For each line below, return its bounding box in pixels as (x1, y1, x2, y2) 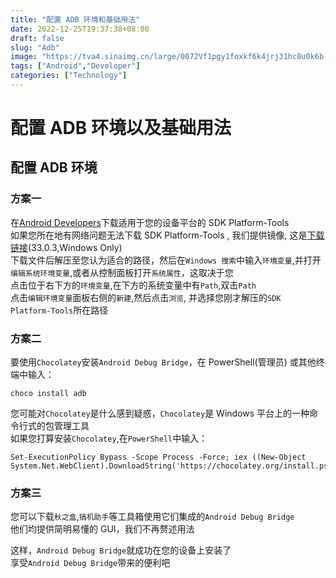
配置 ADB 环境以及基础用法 (10, 117, 232, 140)
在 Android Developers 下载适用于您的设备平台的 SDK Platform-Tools (10, 216, 290, 228)
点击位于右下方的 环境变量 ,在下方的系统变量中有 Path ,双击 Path (10, 279, 257, 291)
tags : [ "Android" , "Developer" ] (10, 61, 141, 71)
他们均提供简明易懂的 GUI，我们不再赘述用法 (10, 523, 195, 535)
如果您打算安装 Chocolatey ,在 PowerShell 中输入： (10, 432, 208, 445)
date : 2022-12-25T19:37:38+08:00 (10, 24, 150, 34)
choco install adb (10, 389, 87, 399)
